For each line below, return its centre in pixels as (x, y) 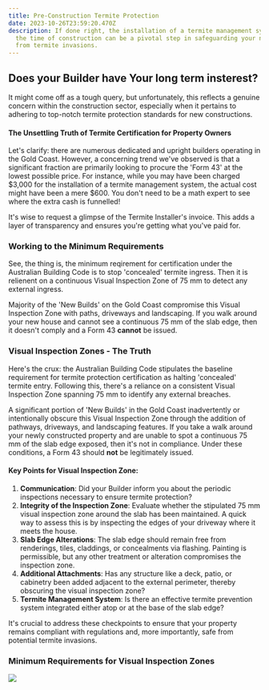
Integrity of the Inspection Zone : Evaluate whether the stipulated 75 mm (140, 505)
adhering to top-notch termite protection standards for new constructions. (130, 114)
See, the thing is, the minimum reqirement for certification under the (120, 264)
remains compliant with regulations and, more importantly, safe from (121, 631)
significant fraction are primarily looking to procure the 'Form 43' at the (126, 167)
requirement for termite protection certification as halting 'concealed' (122, 377)
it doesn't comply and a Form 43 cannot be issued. (93, 330)
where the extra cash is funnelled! (64, 202)
